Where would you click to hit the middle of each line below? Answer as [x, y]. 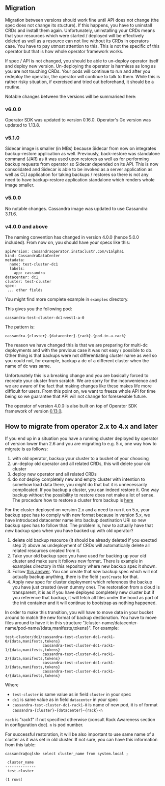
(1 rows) [14, 779]
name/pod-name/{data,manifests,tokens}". [48, 628]
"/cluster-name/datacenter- [110, 623]
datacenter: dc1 [22, 277]
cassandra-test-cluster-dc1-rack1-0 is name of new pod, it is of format [85, 704]
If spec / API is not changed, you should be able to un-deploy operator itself [82, 60]
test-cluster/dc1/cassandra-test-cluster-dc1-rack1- [60, 637]
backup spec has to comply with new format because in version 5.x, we [78, 515]
